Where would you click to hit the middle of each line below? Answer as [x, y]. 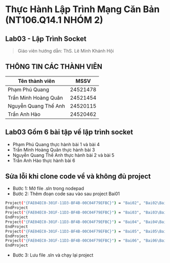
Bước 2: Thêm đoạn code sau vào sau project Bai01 [66, 194]
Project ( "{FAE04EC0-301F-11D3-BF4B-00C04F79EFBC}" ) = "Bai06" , [73, 241]
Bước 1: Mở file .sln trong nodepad [48, 189]
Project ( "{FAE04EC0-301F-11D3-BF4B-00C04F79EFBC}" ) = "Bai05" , [73, 231]
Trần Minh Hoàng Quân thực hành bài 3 [54, 150]
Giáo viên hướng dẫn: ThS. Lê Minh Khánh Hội [66, 51]
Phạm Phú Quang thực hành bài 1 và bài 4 [56, 144]
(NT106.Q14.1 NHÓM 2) [54, 20]
